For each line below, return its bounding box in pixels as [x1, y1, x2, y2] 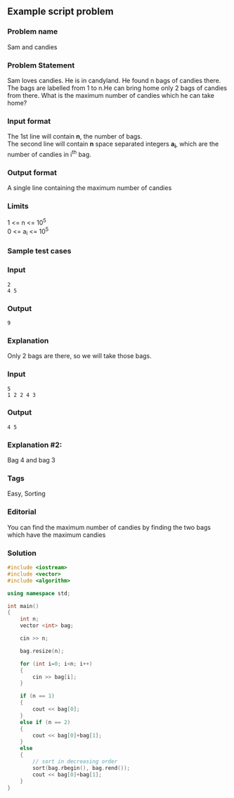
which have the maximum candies [7, 531, 106, 539]
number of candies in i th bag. [7, 149, 91, 158]
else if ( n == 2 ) [20, 718, 71, 726]
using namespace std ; [7, 590, 71, 597]
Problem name [7, 27, 58, 37]
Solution [7, 548, 37, 558]
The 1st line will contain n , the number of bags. [7, 132, 143, 141]
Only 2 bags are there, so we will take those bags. [7, 352, 152, 360]
